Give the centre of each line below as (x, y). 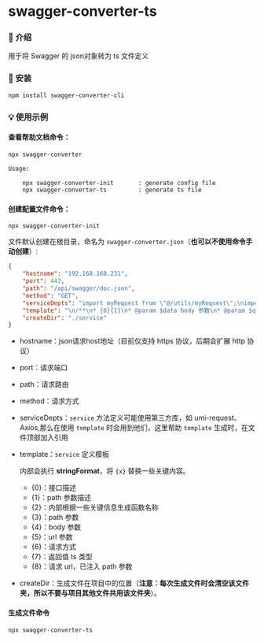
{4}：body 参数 (56, 527)
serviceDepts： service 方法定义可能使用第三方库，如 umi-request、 (130, 418)
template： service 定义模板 (64, 455)
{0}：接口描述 (54, 488)
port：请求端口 (44, 368)
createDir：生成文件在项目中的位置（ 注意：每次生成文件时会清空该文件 (134, 583)
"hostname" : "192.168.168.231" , (75, 274)
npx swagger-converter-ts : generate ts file (112, 190)
